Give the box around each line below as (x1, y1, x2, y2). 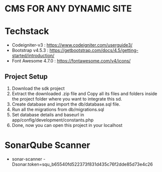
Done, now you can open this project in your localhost (11, 122, 123, 128)
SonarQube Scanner (4, 140, 90, 151)
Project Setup (4, 72, 48, 81)
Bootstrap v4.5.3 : (11, 48, 49, 54)
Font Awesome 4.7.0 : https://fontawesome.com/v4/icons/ (11, 58, 131, 64)
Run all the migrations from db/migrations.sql (11, 106, 104, 112)
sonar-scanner (11, 156, 43, 162)
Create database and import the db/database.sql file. (11, 101, 120, 107)
